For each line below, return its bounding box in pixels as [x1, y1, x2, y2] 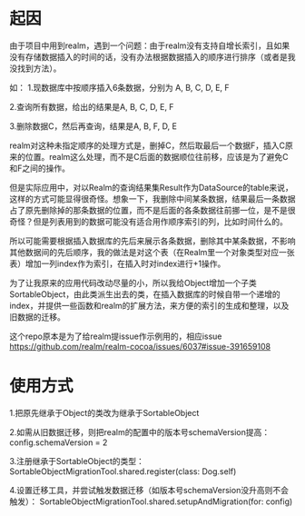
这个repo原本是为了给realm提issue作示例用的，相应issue [9, 331, 222, 342]
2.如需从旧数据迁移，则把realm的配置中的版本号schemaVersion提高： [9, 426, 271, 437]
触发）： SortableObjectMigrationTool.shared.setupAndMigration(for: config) [9, 496, 293, 507]
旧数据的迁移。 [9, 311, 65, 322]
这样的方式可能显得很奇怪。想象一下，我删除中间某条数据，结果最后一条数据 [9, 193, 296, 204]
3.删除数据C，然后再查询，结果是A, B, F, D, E [9, 120, 177, 132]
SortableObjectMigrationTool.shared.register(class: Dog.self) [9, 465, 237, 477]
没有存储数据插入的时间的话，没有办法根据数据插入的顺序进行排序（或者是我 [9, 51, 296, 62]
